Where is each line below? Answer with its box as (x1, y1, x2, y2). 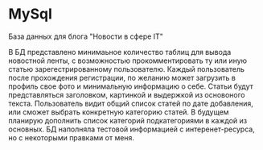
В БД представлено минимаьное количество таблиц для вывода (8, 47, 232, 56)
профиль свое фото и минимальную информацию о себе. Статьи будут (8, 81, 253, 91)
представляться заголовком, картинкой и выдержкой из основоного (8, 90, 245, 99)
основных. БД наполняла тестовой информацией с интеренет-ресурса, (8, 124, 255, 134)
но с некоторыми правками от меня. (8, 132, 135, 142)
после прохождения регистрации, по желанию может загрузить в (8, 73, 236, 82)
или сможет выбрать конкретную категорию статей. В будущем (8, 106, 229, 117)
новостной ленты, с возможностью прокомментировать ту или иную (8, 56, 248, 65)
